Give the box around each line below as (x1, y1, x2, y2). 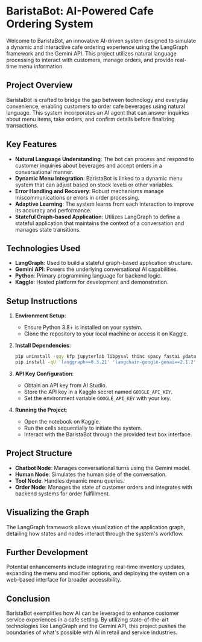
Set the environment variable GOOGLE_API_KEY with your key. (24, 394, 171, 402)
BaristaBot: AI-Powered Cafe (6, 4, 154, 18)
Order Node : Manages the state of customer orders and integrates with (14, 483, 193, 491)
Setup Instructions (6, 296, 78, 306)
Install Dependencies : (14, 342, 71, 349)
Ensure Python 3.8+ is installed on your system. (24, 324, 143, 331)
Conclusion (6, 593, 51, 604)
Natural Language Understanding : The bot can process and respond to (14, 155, 194, 162)
